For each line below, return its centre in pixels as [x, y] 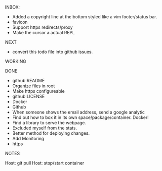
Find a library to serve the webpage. [49, 123]
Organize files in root [34, 86]
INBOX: [13, 7]
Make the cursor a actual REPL [43, 32]
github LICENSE [28, 96]
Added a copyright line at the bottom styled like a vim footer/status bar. [84, 17]
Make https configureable [39, 91]
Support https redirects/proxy [42, 27]
